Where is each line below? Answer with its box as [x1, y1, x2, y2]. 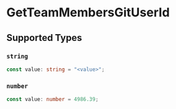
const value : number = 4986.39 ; [6, 96, 99, 103]
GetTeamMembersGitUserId [6, 5, 171, 20]
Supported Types [6, 32, 83, 44]
